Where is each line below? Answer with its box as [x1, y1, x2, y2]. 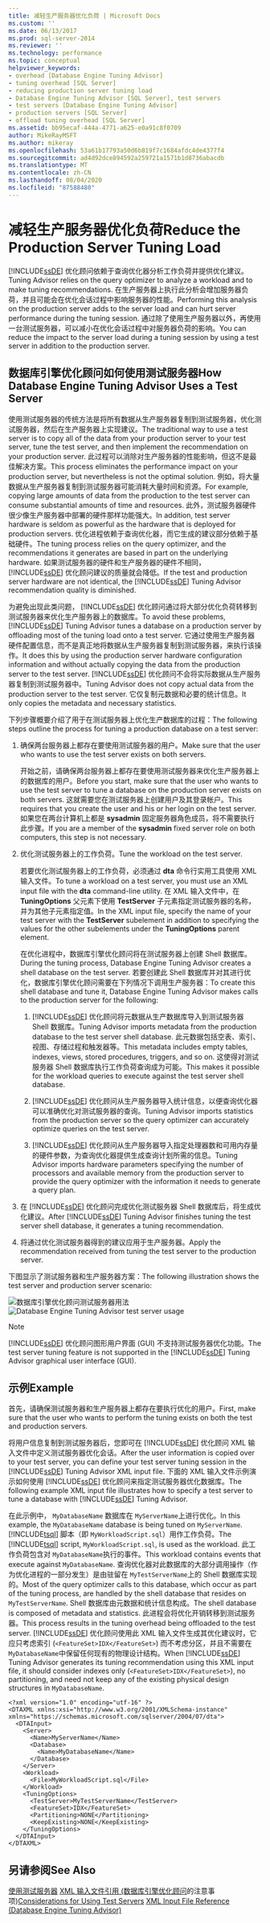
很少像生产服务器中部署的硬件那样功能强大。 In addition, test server [8, 510, 231, 519]
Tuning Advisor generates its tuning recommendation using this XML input [8, 1658, 255, 1667]
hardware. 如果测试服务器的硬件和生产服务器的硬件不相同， [8, 557, 207, 567]
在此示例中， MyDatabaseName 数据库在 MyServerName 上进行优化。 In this [8, 1511, 241, 1520]
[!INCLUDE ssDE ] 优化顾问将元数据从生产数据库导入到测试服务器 [31, 1011, 244, 1021]
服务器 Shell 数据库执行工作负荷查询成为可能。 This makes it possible [31, 1062, 260, 1072]
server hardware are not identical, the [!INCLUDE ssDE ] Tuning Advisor [8, 576, 242, 586]
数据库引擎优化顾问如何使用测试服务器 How [8, 367, 223, 380]
